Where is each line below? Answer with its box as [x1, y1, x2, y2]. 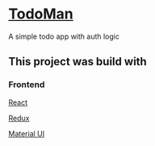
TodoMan [8, 5, 74, 23]
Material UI [8, 128, 45, 138]
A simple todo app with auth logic [8, 31, 119, 41]
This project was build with [8, 55, 147, 69]
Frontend [8, 79, 45, 90]
